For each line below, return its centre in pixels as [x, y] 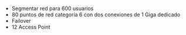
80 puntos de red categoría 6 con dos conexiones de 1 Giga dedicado [96, 15]
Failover [21, 21]
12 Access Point [31, 27]
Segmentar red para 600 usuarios [53, 8]
